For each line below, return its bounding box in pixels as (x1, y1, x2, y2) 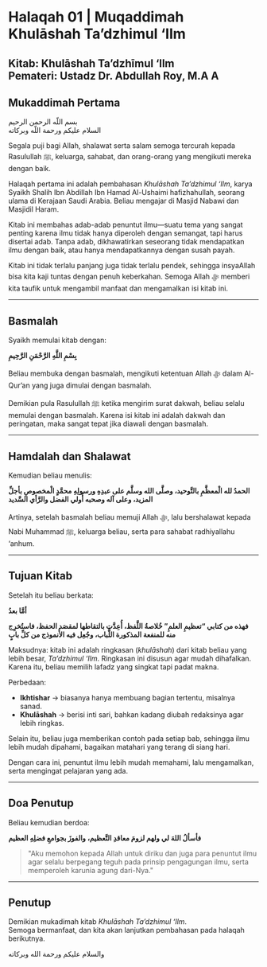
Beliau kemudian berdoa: (8, 817, 90, 827)
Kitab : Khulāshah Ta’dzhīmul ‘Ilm (8, 57, 175, 70)
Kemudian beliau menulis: (8, 470, 93, 481)
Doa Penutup (8, 797, 74, 810)
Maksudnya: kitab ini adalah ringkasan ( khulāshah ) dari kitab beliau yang (8, 645, 247, 654)
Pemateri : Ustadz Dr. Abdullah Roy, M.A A (8, 68, 219, 83)
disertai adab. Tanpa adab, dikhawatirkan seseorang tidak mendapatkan (8, 237, 245, 247)
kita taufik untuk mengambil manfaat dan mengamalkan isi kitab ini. (8, 283, 229, 294)
